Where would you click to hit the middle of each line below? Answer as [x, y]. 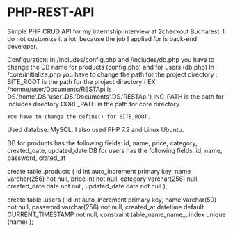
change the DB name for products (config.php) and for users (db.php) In [111, 67]
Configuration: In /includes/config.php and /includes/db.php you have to [111, 59]
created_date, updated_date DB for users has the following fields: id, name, [115, 150]
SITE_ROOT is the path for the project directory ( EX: [82, 81]
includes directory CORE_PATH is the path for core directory [93, 104]
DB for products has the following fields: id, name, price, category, [102, 143]
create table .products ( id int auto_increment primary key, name [99, 171]
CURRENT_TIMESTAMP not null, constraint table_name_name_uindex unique [116, 214]
